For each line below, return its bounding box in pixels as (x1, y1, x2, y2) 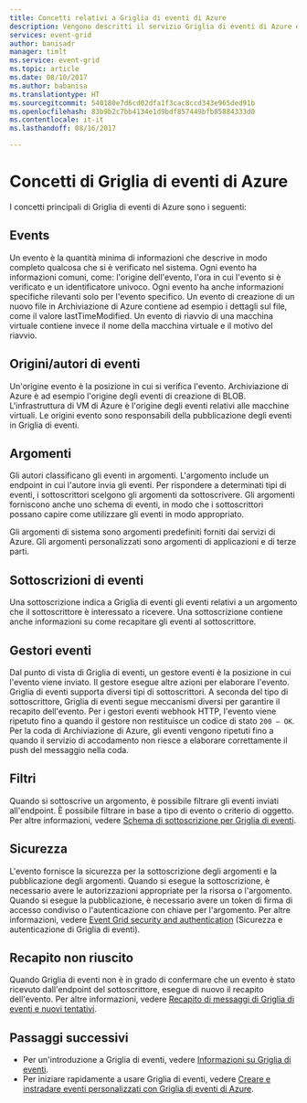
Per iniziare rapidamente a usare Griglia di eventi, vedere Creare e (22, 1074, 271, 1085)
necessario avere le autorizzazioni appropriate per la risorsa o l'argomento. (9, 885, 292, 896)
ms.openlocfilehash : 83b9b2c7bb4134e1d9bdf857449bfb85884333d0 (9, 107, 256, 116)
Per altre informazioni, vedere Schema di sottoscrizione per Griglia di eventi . (9, 814, 297, 825)
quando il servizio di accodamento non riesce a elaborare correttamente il (9, 735, 288, 746)
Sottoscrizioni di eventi (9, 572, 144, 588)
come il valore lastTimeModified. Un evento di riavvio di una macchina (9, 310, 274, 321)
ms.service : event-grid (9, 56, 101, 65)
